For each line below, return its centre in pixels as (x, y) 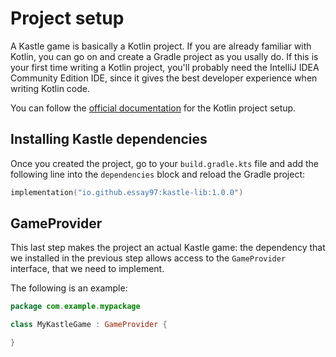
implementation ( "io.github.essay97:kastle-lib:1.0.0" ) (127, 192)
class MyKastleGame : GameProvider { (89, 325)
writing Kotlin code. (50, 88)
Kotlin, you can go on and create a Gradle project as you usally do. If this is (164, 56)
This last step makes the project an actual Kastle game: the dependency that (168, 248)
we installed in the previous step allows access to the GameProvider (148, 258)
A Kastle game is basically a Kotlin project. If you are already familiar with (161, 46)
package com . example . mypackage (75, 307)
